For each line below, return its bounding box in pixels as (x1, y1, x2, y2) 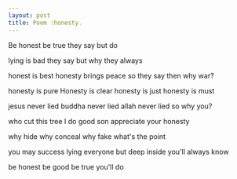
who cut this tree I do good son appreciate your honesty (8, 116, 190, 126)
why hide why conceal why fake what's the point (8, 131, 166, 141)
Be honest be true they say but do (8, 40, 118, 49)
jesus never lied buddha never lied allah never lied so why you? (8, 101, 213, 111)
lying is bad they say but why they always (8, 56, 143, 65)
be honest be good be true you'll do (8, 162, 124, 171)
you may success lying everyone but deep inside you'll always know (8, 147, 229, 156)
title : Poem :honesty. (8, 19, 82, 27)
